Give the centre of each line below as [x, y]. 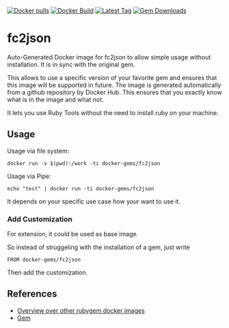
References [32, 294]
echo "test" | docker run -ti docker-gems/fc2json [81, 188]
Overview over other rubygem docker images [81, 310]
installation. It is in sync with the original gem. [71, 64]
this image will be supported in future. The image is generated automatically [114, 85]
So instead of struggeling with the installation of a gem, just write [98, 247]
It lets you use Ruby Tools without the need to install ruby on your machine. [113, 112]
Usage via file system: [38, 151]
